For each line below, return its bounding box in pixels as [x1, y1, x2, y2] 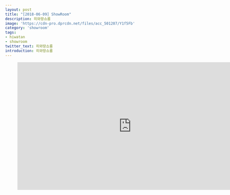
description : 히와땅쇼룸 [5, 16, 51, 21]
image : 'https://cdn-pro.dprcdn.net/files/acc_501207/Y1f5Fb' [5, 21, 135, 26]
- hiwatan [5, 35, 26, 40]
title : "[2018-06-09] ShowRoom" [5, 12, 71, 17]
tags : [5, 30, 16, 35]
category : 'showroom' [5, 26, 50, 30]
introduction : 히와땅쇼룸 [5, 48, 53, 53]
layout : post [5, 7, 32, 12]
